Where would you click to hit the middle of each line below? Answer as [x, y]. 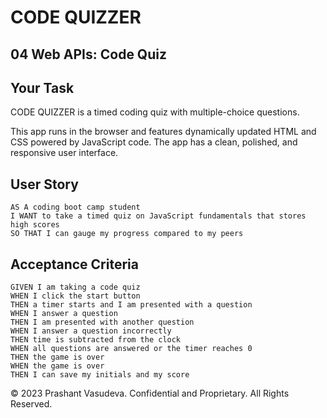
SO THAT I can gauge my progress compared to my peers [127, 234]
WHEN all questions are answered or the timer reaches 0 [131, 349]
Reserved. [31, 404]
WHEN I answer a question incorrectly [91, 331]
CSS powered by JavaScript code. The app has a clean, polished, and [154, 142]
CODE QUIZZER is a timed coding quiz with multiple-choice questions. [155, 112]
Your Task [42, 87]
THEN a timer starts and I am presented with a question [131, 305]
